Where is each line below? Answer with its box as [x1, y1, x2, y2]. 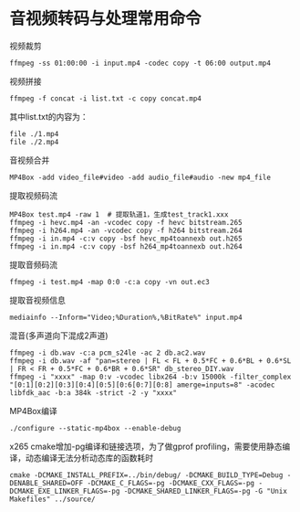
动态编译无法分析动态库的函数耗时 [25, 452, 153, 463]
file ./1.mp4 [9, 129, 59, 138]
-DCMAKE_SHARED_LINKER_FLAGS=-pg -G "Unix [123, 486, 287, 496]
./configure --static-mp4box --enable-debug [9, 423, 181, 432]
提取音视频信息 [9, 294, 66, 305]
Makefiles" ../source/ [9, 495, 96, 504]
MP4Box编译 [9, 405, 57, 416]
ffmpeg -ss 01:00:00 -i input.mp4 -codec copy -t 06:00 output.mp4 [9, 59, 272, 68]
